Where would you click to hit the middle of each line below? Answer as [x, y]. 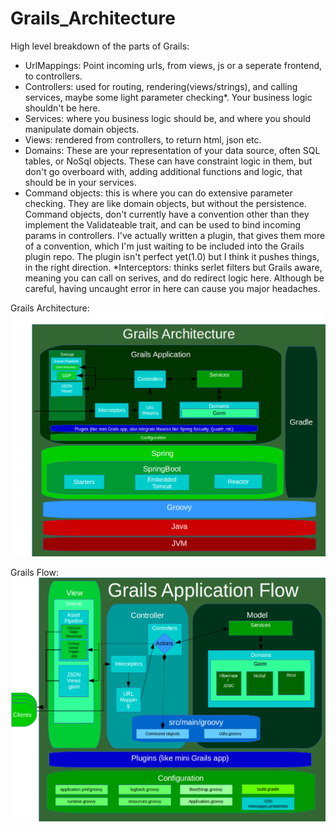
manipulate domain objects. [82, 129]
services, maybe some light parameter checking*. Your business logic [168, 97]
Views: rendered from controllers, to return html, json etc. [143, 139]
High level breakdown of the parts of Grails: [100, 46]
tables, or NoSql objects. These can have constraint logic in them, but [168, 161]
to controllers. [53, 76]
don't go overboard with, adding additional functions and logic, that [163, 171]
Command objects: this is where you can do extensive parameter [158, 193]
